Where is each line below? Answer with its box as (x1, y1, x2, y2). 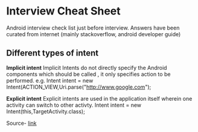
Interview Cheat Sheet (6, 4, 121, 18)
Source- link (6, 119, 37, 127)
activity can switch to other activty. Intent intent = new (6, 101, 142, 108)
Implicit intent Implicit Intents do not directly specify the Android (6, 64, 167, 71)
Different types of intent (6, 48, 99, 58)
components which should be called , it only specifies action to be (6, 71, 171, 78)
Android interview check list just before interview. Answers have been (6, 24, 180, 31)
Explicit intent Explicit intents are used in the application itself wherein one (6, 95, 193, 102)
